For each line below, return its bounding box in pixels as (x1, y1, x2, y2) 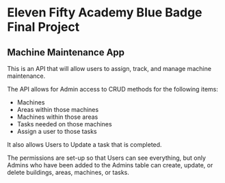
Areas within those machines (16, 106, 99, 113)
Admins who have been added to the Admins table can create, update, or (7, 161, 213, 169)
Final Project (7, 19, 80, 35)
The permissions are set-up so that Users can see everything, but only (7, 154, 207, 162)
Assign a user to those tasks (16, 128, 97, 135)
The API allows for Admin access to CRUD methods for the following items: (7, 85, 219, 93)
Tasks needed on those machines (16, 120, 112, 128)
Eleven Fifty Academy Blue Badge (7, 5, 203, 20)
